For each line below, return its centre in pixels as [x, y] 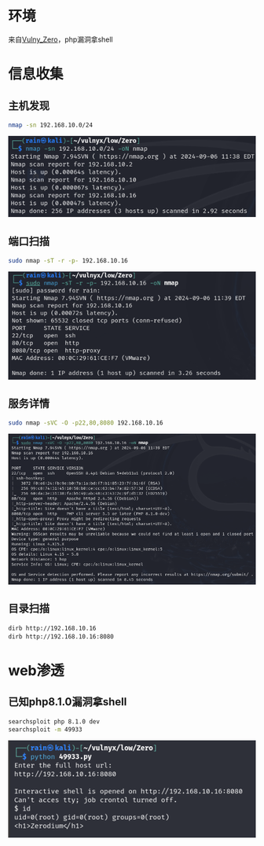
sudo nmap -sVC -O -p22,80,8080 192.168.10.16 [86, 423]
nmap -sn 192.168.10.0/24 [50, 125]
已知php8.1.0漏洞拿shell [68, 702]
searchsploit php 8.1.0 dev [54, 721]
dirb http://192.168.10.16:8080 [61, 636]
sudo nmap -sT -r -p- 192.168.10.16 [68, 261]
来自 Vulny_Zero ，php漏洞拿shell [60, 39]
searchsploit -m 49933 [45, 730]
